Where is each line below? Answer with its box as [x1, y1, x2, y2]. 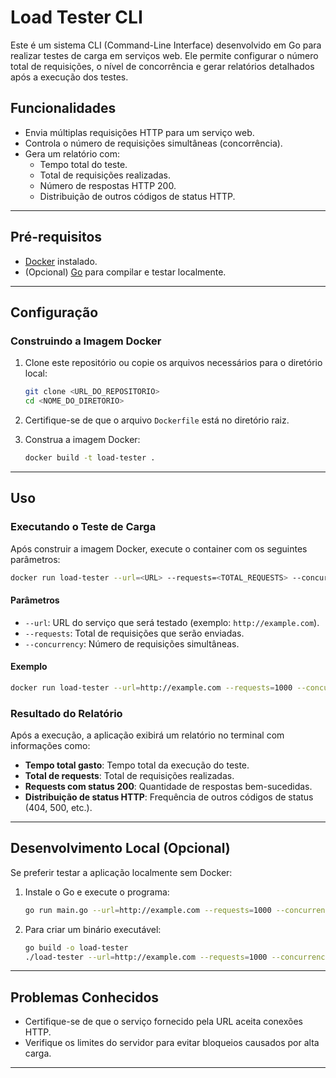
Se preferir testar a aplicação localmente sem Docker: [10, 866, 233, 878]
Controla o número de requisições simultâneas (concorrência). [24, 137, 283, 149]
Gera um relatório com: [24, 147, 121, 160]
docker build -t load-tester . [24, 453, 156, 463]
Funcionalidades [10, 100, 117, 117]
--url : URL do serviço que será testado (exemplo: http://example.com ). [24, 616, 320, 628]
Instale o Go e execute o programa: [24, 886, 170, 898]
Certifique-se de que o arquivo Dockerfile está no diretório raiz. [24, 414, 290, 426]
